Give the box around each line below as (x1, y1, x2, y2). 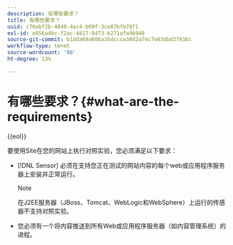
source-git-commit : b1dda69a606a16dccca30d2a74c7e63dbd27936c (7, 36, 192, 43)
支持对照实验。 (29, 207, 73, 215)
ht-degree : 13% (7, 56, 52, 63)
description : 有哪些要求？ (7, 10, 80, 17)
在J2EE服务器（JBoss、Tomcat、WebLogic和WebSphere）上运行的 (17, 198, 213, 206)
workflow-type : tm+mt (7, 42, 70, 49)
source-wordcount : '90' (7, 49, 77, 56)
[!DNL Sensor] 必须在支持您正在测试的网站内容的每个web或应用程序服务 (17, 161, 225, 169)
